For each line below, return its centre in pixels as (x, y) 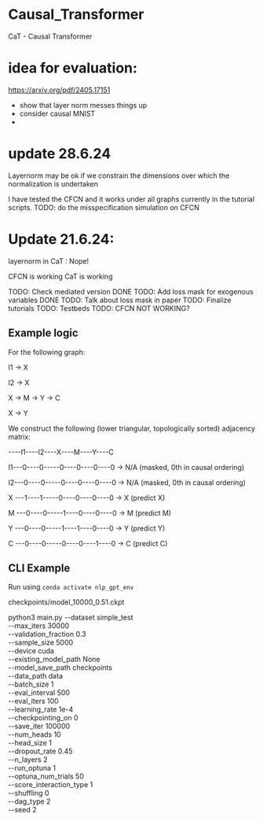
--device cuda (31, 651)
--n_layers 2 (28, 760)
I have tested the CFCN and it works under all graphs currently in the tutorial (131, 199)
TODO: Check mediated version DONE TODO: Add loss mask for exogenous (131, 291)
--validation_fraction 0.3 (47, 634)
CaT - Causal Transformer (50, 36)
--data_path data (35, 676)
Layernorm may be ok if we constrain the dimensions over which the (119, 176)
